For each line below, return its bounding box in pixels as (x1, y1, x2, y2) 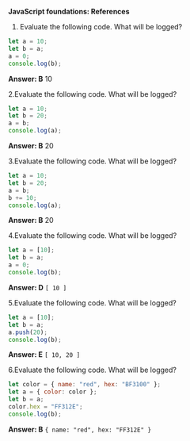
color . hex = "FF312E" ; (8, 403, 83, 411)
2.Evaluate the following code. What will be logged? (8, 89, 177, 98)
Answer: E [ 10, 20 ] (8, 350, 81, 359)
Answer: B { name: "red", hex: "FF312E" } (8, 424, 152, 434)
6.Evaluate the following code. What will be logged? (8, 365, 177, 375)
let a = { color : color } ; (8, 388, 97, 396)
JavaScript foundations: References (8, 7, 130, 16)
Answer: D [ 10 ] (8, 282, 67, 292)
